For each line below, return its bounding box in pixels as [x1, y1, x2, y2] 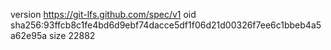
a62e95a [10, 30, 48, 41]
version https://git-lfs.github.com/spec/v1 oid [10, 9, 197, 20]
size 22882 [49, 30, 96, 41]
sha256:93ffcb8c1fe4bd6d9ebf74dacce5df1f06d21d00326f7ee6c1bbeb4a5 [10, 19, 322, 31]
